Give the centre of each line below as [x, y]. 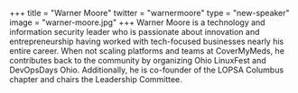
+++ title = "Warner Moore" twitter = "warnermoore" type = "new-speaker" [150, 13]
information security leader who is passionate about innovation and [135, 32]
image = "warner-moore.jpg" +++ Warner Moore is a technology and [137, 22]
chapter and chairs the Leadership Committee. [96, 79]
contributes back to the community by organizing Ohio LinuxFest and [138, 60]
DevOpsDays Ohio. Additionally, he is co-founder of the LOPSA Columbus [147, 70]
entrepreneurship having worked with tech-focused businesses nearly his [147, 41]
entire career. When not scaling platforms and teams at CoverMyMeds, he [147, 51]
